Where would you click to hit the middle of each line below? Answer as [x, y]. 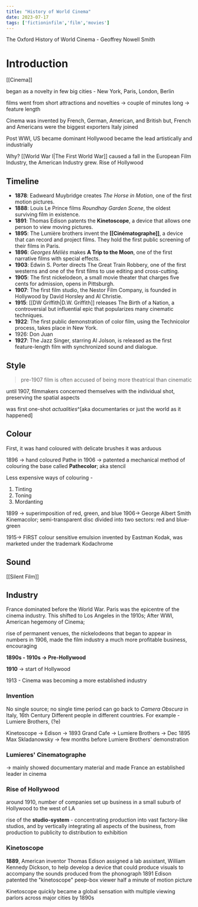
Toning [23, 495]
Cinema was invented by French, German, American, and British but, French [98, 121]
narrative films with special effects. [57, 259]
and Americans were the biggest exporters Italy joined [72, 127]
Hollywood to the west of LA [41, 809]
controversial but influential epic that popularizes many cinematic [94, 309]
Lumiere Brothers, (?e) [33, 721]
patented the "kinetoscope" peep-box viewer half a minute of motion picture [99, 880]
